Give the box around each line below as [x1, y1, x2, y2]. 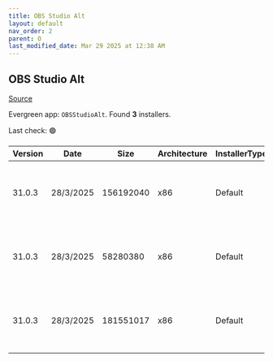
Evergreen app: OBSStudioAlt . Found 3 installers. [8, 109, 171, 119]
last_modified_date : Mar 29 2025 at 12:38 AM [8, 42, 165, 50]
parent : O [8, 34, 42, 43]
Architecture [157, 148, 208, 159]
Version [12, 148, 44, 159]
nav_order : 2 [8, 27, 53, 35]
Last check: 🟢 [8, 125, 57, 135]
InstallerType [214, 148, 267, 159]
